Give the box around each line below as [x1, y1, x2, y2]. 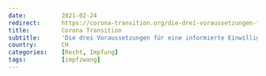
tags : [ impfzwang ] [8, 56, 101, 64]
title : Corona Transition [8, 26, 123, 34]
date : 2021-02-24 [8, 11, 97, 20]
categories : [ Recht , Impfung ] [8, 48, 119, 56]
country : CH [8, 41, 69, 49]
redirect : [8, 19, 41, 27]
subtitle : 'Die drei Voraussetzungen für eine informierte [8, 33, 225, 42]
